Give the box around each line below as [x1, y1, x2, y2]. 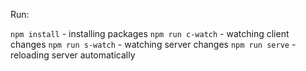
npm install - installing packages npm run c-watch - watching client [10, 28, 290, 39]
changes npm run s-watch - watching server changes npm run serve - [10, 39, 297, 50]
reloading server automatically [10, 49, 136, 61]
